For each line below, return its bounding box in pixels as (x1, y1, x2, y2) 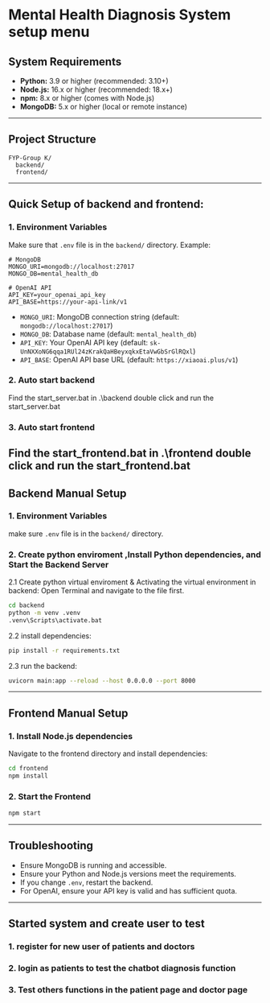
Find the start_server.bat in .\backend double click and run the (8, 393, 215, 402)
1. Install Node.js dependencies (8, 730, 133, 741)
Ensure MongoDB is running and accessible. (19, 860, 167, 870)
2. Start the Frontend (8, 790, 91, 802)
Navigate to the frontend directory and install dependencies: (8, 749, 208, 758)
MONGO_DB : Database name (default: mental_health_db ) (19, 328, 197, 339)
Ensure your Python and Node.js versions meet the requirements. (19, 869, 237, 878)
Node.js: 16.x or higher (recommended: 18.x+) (19, 85, 173, 94)
